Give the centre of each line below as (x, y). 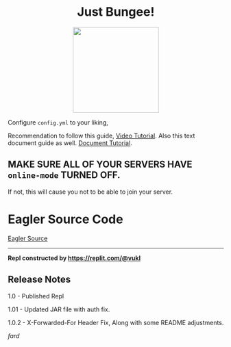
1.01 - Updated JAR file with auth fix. (59, 309)
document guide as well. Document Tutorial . (70, 143)
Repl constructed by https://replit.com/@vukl (74, 258)
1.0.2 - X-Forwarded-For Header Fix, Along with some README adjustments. (116, 322)
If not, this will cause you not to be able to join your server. (90, 192)
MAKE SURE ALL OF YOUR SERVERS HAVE (100, 165)
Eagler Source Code (65, 219)
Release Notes (39, 280)
